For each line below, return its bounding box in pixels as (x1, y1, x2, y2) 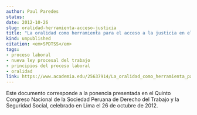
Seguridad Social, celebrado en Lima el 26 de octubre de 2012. (6, 102, 158, 109)
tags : (6, 47, 19, 53)
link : (6, 74, 19, 79)
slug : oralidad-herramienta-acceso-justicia (6, 25, 117, 31)
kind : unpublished (6, 36, 51, 41)
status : (6, 14, 25, 20)
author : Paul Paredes (6, 8, 59, 15)
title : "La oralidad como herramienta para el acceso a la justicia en (6, 30, 185, 36)
